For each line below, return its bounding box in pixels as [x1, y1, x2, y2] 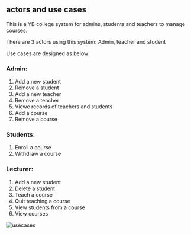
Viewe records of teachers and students [14, 103, 113, 110]
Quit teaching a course [14, 197, 71, 204]
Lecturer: [6, 165, 34, 174]
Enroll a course [14, 144, 51, 151]
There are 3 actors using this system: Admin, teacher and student [6, 38, 166, 45]
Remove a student [14, 84, 59, 91]
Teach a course [14, 191, 53, 198]
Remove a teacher [14, 97, 59, 104]
